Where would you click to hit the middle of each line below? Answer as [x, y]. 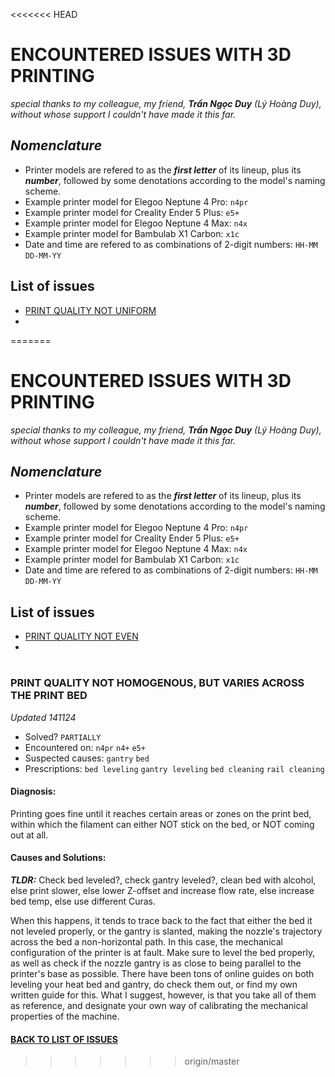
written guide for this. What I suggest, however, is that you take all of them [163, 995]
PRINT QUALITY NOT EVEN [81, 636]
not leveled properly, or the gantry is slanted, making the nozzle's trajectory [166, 931]
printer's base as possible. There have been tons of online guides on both [162, 974]
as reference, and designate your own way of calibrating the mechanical [159, 1006]
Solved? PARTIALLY [63, 736]
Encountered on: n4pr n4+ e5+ [85, 747]
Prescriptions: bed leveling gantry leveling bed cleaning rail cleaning [174, 768]
